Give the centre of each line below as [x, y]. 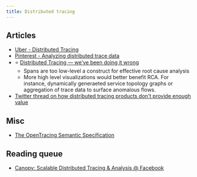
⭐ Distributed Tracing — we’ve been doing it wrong [77, 63]
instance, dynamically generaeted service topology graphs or [98, 84]
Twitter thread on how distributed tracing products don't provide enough [103, 96]
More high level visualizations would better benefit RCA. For [96, 77]
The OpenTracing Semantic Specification [65, 135]
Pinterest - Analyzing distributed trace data [67, 56]
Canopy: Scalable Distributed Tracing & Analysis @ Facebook [89, 168]
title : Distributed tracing [41, 12]
